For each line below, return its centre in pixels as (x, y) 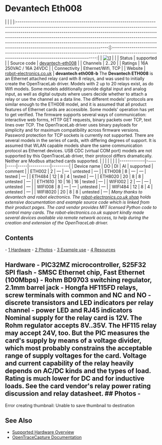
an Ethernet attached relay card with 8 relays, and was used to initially (75, 79)
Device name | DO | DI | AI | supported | (114, 166)
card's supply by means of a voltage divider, (73, 341)
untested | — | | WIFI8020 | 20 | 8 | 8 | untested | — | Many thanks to (74, 191)
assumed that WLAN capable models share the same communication (74, 145)
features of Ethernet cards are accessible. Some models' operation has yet (80, 109)
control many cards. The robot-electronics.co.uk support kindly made (74, 212)
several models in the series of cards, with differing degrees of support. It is (81, 140)
